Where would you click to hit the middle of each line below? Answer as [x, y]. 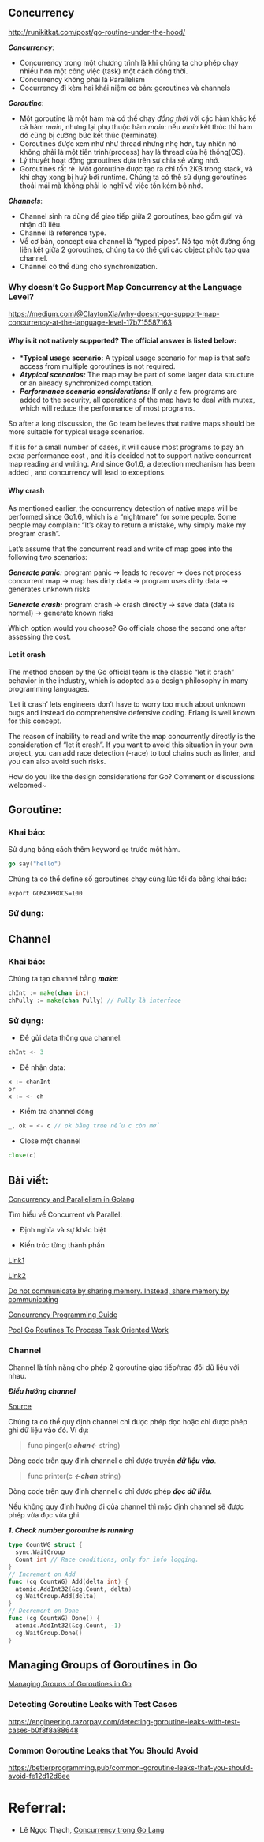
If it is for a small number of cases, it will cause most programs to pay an [126, 447]
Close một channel [50, 1141]
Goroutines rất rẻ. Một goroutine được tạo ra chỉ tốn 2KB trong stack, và [136, 168]
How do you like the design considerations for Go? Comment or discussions [131, 776]
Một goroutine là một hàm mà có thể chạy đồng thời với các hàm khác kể [138, 118]
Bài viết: [29, 1180]
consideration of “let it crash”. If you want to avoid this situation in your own [131, 745]
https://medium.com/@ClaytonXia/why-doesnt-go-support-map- [114, 314]
